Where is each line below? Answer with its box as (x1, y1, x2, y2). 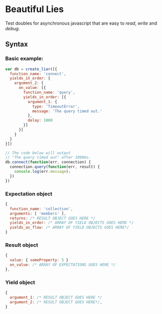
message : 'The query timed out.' (32, 109, 102, 114)
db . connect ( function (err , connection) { (5, 160, 92, 165)
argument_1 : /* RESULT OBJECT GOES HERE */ (10, 295, 102, 300)
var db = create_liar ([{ (5, 66, 57, 71)
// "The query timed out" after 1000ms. (5, 155, 92, 160)
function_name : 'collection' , (10, 206, 73, 212)
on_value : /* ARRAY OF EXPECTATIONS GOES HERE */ (10, 262, 116, 267)
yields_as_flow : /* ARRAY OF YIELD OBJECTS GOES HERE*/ (10, 225, 129, 230)
